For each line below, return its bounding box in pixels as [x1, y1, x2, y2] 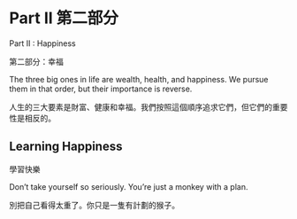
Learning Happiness [9, 139, 123, 154]
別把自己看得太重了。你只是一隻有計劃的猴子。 [9, 199, 179, 210]
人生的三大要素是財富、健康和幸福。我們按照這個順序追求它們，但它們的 [9, 101, 272, 112]
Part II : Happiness [9, 37, 77, 49]
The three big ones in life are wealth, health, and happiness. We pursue [9, 74, 269, 84]
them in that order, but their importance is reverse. [9, 83, 193, 94]
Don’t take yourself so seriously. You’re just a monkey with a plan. [9, 181, 248, 192]
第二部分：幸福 [9, 56, 64, 66]
